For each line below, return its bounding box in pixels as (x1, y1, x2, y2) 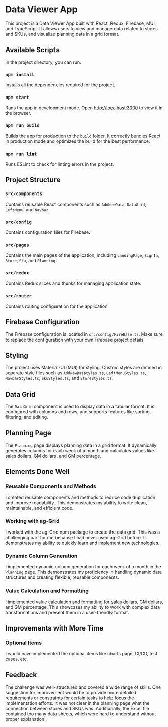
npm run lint (5, 151, 37, 157)
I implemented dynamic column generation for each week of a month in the (5, 564, 161, 570)
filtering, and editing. (5, 414, 49, 420)
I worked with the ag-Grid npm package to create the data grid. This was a (5, 529, 160, 535)
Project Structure (5, 176, 61, 184)
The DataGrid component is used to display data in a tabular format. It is (5, 403, 155, 410)
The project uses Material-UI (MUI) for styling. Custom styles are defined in (5, 365, 162, 371)
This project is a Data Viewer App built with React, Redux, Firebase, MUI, (5, 20, 156, 26)
